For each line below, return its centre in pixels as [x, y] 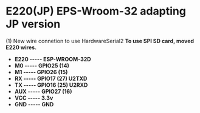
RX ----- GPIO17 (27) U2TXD [51, 78]
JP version [33, 24]
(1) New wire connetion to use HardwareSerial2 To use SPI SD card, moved [100, 41]
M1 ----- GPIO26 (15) [41, 72]
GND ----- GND [34, 104]
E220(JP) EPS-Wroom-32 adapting [96, 11]
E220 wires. [21, 47]
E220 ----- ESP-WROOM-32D [53, 59]
